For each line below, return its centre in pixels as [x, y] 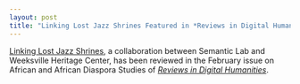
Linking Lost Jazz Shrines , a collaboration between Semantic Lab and [137, 50]
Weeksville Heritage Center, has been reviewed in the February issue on [142, 60]
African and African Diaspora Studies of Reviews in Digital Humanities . [139, 69]
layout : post [33, 17]
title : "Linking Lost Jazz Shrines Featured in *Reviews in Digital [139, 26]
